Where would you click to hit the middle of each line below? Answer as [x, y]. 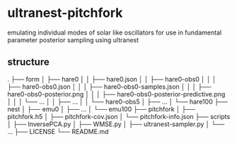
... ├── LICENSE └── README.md [58, 131]
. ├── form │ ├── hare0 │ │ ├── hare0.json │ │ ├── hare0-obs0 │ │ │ [112, 79]
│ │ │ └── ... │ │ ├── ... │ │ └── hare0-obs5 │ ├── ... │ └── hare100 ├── [117, 101]
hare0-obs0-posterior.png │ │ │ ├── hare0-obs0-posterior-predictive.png [116, 94]
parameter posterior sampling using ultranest [73, 39]
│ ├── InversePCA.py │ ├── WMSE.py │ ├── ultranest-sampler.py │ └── [116, 124]
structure [28, 62]
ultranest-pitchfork [65, 13]
